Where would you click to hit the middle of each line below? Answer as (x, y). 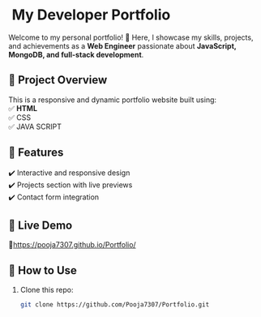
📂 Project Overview (58, 80)
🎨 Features (36, 153)
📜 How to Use (43, 270)
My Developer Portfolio (91, 15)
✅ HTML (23, 108)
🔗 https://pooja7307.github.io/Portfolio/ (72, 245)
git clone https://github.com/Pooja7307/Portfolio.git (115, 305)
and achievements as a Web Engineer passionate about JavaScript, (122, 45)
